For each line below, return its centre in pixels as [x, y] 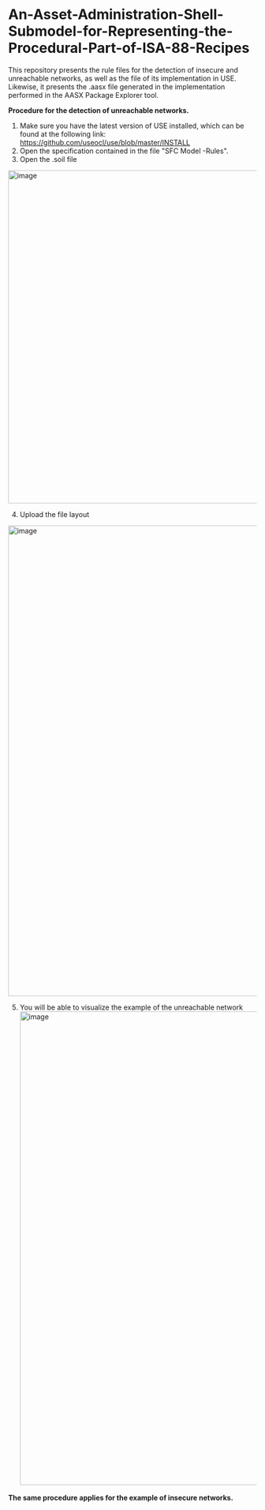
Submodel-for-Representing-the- [121, 31]
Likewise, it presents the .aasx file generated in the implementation [117, 86]
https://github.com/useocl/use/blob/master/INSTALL [105, 142]
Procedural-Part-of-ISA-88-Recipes [129, 48]
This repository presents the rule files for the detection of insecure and [123, 69]
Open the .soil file [48, 159]
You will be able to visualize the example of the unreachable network [131, 1007]
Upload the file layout [54, 514]
